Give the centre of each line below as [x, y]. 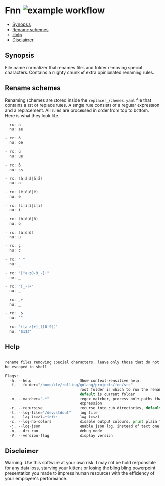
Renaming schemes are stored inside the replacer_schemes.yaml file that [78, 100]
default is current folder [107, 394]
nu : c [15, 251]
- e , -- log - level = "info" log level [55, 417]
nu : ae [16, 129]
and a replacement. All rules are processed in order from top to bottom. [77, 110]
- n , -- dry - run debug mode [56, 431]
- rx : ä [13, 125]
